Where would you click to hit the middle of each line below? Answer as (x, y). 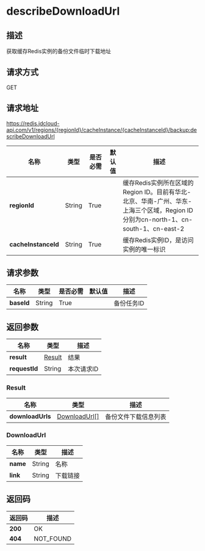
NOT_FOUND (53, 538)
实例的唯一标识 (144, 249)
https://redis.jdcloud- (33, 123)
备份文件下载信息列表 (136, 416)
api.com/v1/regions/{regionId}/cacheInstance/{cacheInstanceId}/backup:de (102, 130)
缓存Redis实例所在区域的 (158, 183)
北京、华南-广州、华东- (157, 201)
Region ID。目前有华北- (157, 192)
